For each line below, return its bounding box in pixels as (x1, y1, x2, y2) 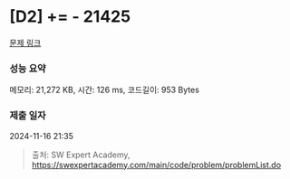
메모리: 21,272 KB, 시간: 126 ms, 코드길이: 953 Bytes (9, 84, 199, 96)
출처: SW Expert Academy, (31, 149, 130, 160)
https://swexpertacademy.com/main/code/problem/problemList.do (31, 159, 282, 170)
